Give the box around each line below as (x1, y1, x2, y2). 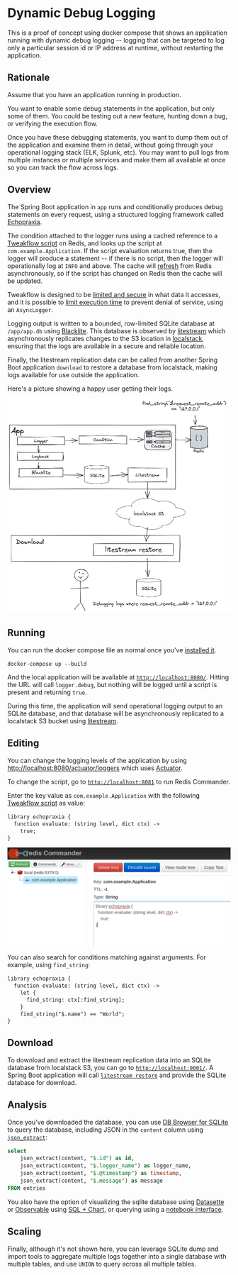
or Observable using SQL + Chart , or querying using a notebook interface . (7, 1205, 224, 1213)
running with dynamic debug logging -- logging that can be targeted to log (7, 35, 225, 44)
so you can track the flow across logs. (7, 163, 119, 172)
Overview (7, 184, 52, 196)
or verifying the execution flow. (7, 119, 98, 128)
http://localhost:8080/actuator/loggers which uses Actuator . (7, 764, 183, 772)
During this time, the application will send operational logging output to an (7, 701, 223, 710)
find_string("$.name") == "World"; (20, 1010, 125, 1018)
